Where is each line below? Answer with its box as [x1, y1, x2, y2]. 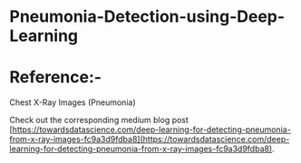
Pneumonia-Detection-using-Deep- [9, 6, 286, 27]
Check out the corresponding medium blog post [9, 115, 189, 126]
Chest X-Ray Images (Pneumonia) [9, 97, 136, 108]
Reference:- [9, 67, 102, 88]
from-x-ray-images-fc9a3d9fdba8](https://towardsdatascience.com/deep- [9, 134, 290, 145]
